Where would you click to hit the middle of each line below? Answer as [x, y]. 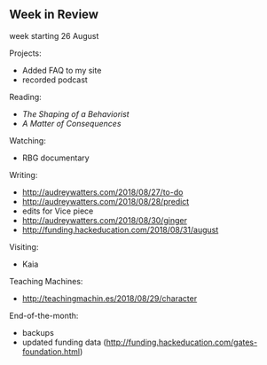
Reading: [25, 97]
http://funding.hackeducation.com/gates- [182, 342]
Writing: [24, 175]
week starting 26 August [54, 35]
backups [38, 332]
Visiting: [24, 246]
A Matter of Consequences [71, 123]
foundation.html [51, 351]
